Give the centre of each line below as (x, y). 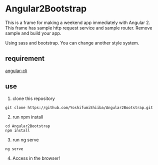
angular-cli (16, 70)
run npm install (28, 117)
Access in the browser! (36, 158)
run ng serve (25, 139)
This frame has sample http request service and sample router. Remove (79, 27)
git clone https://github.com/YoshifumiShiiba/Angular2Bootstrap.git (79, 107)
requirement (25, 59)
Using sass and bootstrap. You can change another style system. (72, 42)
